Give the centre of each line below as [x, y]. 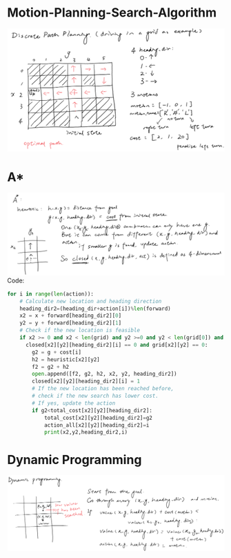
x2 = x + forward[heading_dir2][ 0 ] [71, 316]
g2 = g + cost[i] [57, 352]
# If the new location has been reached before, [103, 389]
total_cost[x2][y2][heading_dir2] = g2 [98, 418]
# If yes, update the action [74, 403]
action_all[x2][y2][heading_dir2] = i [97, 425]
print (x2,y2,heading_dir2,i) [86, 432]
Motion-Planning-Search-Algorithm [112, 13]
